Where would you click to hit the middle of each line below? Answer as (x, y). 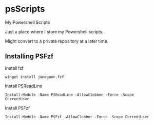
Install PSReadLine (24, 86)
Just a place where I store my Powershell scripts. (54, 31)
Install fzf (14, 68)
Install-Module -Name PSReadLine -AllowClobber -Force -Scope (69, 95)
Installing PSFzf (29, 56)
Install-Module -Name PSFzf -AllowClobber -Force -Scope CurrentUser (77, 117)
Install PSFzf (18, 108)
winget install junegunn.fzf (35, 77)
